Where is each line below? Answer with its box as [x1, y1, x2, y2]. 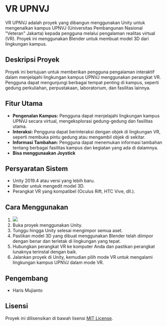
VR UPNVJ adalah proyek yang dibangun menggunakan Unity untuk [5, 20, 145, 26]
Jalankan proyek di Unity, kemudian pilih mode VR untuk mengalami [12, 254, 153, 260]
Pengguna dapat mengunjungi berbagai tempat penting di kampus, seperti [5, 79, 159, 85]
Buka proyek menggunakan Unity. [12, 222, 83, 228]
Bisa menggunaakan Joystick [12, 150, 76, 156]
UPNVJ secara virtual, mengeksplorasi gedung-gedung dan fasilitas [12, 118, 153, 124]
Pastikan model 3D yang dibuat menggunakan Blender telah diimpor [12, 233, 153, 239]
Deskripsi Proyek [5, 56, 60, 64]
